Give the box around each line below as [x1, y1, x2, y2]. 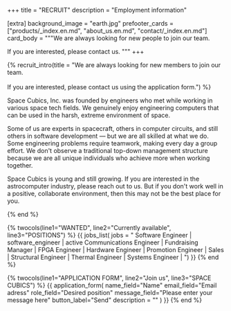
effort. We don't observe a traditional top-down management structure [7, 147, 209, 154]
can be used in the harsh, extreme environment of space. [7, 111, 171, 119]
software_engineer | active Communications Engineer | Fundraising [7, 238, 198, 247]
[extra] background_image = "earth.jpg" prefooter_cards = [7, 19, 174, 27]
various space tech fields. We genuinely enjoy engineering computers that [7, 104, 219, 112]
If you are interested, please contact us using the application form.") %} [7, 83, 212, 91]
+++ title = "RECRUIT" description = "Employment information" [7, 6, 187, 14]
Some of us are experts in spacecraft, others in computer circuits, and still [7, 125, 219, 132]
